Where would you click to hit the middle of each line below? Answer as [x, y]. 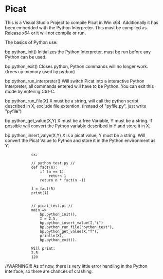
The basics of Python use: [31, 42]
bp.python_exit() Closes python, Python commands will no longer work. [77, 66]
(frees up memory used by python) [40, 71]
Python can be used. [26, 57]
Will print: [43, 248]
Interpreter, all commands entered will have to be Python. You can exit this [80, 86]
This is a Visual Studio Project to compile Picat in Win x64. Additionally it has [82, 22]
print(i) [40, 193]
